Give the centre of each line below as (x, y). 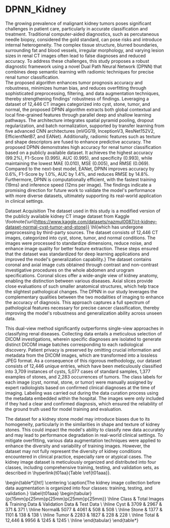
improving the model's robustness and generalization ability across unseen (84, 313)
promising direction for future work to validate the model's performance (80, 190)
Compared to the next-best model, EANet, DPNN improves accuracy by (80, 169)
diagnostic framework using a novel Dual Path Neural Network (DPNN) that (84, 66)
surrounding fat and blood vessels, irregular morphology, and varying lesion (84, 50)
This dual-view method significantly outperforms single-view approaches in (84, 328)
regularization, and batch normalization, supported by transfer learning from (85, 126)
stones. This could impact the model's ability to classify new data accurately (85, 430)
